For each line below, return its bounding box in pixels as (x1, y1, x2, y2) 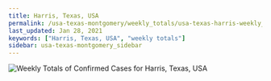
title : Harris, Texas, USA (8, 11, 99, 20)
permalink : (8, 19, 45, 27)
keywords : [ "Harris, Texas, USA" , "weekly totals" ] (8, 34, 186, 43)
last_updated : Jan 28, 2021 (8, 26, 103, 34)
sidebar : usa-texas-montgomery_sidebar (8, 42, 143, 50)
